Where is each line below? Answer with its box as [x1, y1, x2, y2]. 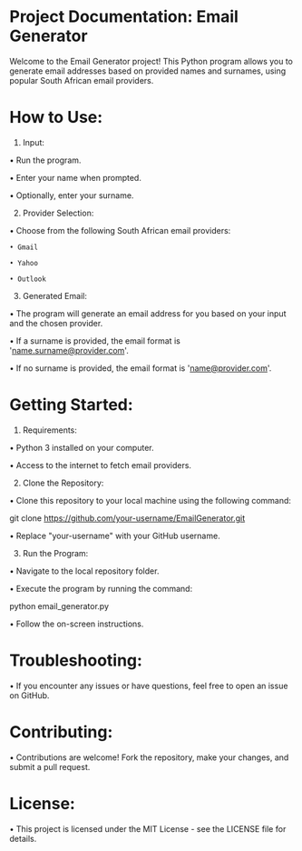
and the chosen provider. [9, 317, 103, 328]
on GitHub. [9, 689, 50, 701]
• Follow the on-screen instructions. [9, 618, 144, 629]
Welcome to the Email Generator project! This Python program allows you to [9, 55, 293, 66]
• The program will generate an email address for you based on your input [9, 307, 287, 319]
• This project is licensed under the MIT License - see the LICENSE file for [9, 823, 287, 834]
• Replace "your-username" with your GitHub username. [9, 530, 220, 541]
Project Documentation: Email [9, 6, 239, 27]
